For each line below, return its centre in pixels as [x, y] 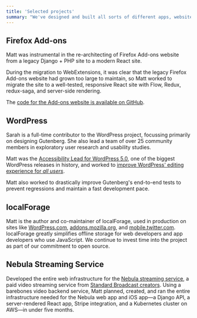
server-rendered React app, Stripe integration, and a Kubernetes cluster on [97, 303]
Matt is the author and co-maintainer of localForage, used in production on [96, 221]
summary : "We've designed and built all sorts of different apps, [89, 17]
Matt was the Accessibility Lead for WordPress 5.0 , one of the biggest [91, 159]
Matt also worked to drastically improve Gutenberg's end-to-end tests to [94, 183]
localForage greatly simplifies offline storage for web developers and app [94, 233]
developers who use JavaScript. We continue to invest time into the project [97, 240]
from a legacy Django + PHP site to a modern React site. [74, 61]
